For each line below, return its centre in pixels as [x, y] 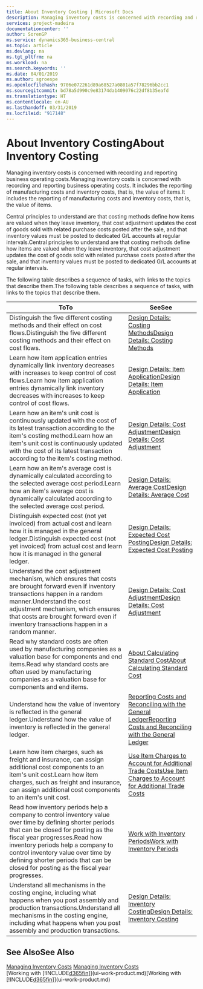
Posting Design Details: [160, 542]
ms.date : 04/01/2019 [32, 74]
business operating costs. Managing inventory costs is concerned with [94, 179]
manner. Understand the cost [50, 602]
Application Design [154, 377]
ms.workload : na [27, 62]
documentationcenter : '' [37, 29]
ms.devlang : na [25, 51]
